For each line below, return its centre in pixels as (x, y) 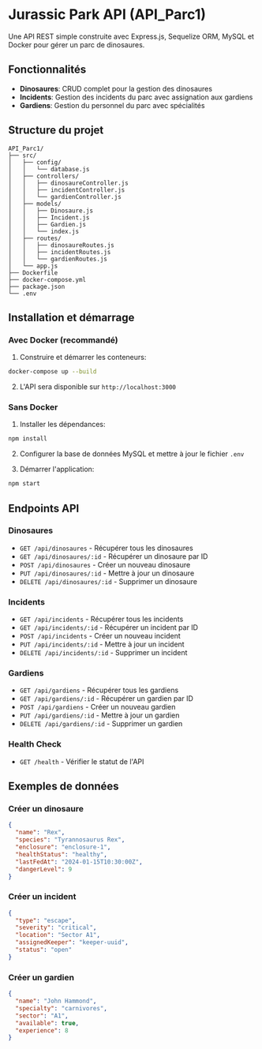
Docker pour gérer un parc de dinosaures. (77, 44)
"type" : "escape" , (46, 920)
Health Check (35, 744)
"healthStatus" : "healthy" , (62, 854)
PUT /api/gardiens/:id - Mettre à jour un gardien (99, 715)
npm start (24, 484)
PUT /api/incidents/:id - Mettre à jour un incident (102, 644)
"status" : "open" (44, 950)
